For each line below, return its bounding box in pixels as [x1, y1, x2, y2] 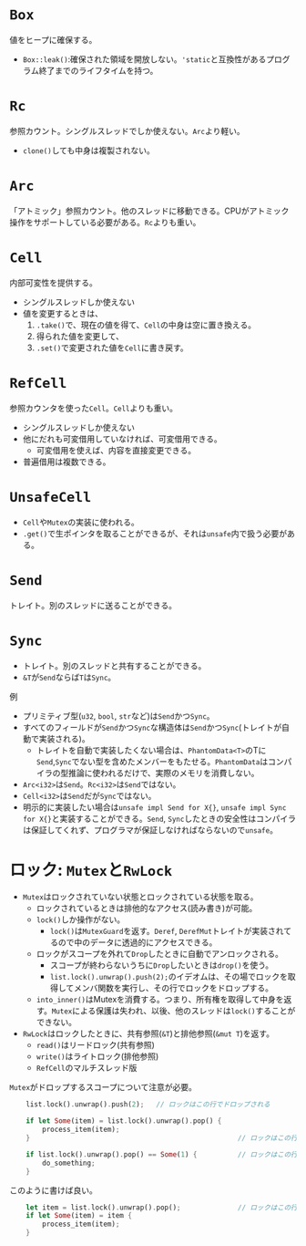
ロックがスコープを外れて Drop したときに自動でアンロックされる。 [36, 949, 284, 960]
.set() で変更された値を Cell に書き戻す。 [36, 342, 189, 353]
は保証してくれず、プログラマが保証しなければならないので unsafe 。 [22, 824, 278, 836]
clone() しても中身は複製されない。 [22, 144, 155, 156]
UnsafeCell [9, 488, 92, 505]
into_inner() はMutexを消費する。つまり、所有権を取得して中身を [36, 994, 284, 1005]
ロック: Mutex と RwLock [9, 859, 173, 880]
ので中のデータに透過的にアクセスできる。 [57, 937, 218, 948]
